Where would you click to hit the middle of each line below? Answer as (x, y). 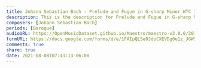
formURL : (17, 39)
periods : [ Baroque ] (31, 28)
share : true (21, 50)
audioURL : (19, 34)
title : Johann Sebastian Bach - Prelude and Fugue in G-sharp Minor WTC (99, 12)
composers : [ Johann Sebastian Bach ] (52, 22)
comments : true (25, 45)
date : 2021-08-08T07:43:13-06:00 (48, 56)
